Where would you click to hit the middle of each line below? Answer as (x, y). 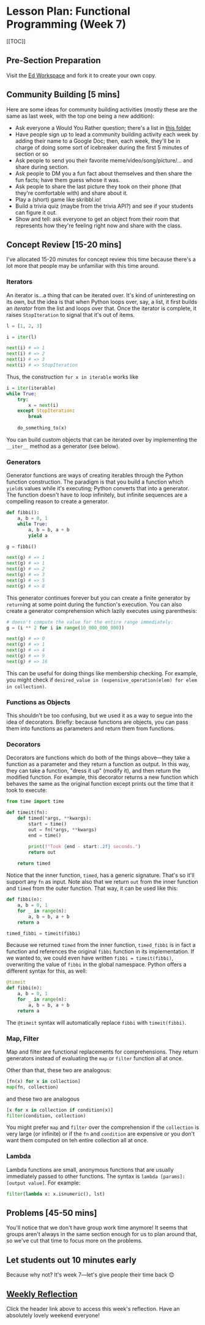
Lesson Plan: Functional (68, 11)
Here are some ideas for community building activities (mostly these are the (102, 109)
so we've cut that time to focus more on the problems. (74, 1241)
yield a (38, 535)
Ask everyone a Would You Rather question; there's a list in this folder (103, 127)
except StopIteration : (46, 411)
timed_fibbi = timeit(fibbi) (43, 933)
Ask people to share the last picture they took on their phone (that (98, 186)
